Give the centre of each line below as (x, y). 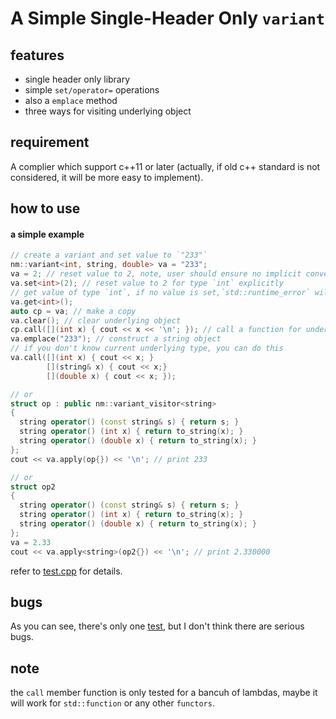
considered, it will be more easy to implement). (107, 177)
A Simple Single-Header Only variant (168, 18)
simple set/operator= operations (92, 90)
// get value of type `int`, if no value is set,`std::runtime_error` (160, 292)
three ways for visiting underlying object (108, 111)
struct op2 (33, 487)
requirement (50, 142)
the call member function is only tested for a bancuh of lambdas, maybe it (164, 693)
